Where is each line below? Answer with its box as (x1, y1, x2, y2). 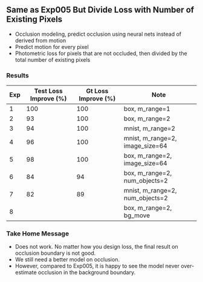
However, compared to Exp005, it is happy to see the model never (14, 263, 180, 270)
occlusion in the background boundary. (37, 269, 136, 276)
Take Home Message (6, 229, 69, 238)
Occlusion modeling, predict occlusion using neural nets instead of (14, 30, 182, 38)
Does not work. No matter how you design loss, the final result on (14, 243, 178, 251)
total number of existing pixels (14, 56, 91, 63)
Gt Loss (86, 87, 109, 96)
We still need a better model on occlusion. (14, 256, 120, 263)
